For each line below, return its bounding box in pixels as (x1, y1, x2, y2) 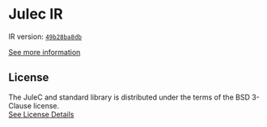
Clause (8, 100, 32, 110)
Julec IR (8, 5, 63, 23)
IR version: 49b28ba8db (8, 32, 83, 41)
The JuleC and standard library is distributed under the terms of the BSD (8, 92, 251, 102)
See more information (8, 47, 81, 57)
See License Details (8, 109, 74, 119)
